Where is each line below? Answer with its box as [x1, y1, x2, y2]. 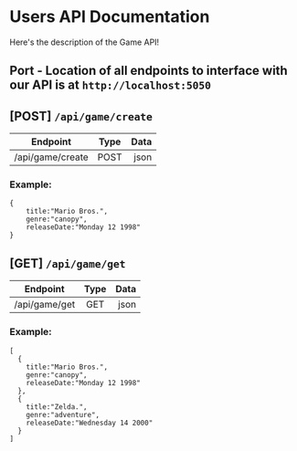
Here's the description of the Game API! [9, 37, 160, 47]
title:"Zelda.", [26, 402, 89, 412]
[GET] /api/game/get [9, 256, 126, 271]
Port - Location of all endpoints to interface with [9, 63, 288, 79]
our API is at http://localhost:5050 [9, 78, 212, 93]
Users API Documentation [9, 6, 210, 27]
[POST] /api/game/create [9, 108, 154, 124]
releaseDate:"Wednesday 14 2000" [26, 418, 154, 427]
